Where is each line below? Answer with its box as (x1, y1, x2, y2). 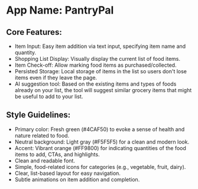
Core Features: (6, 27, 62, 37)
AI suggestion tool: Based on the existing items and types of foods (14, 80, 177, 87)
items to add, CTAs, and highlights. (14, 151, 100, 158)
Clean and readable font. (14, 157, 76, 164)
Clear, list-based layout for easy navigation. (14, 170, 121, 177)
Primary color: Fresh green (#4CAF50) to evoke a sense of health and (14, 125, 185, 133)
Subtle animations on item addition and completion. (14, 175, 140, 183)
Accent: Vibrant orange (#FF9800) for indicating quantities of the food (14, 144, 186, 151)
